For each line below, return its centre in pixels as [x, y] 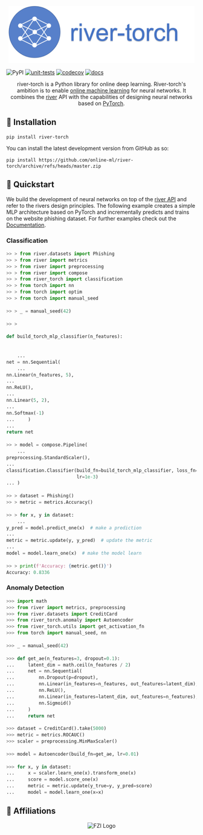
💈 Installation [31, 122]
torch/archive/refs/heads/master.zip [54, 166]
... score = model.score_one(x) [52, 779]
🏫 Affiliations [31, 811]
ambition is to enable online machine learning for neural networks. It [101, 90]
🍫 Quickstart [30, 185]
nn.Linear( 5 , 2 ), [28, 401]
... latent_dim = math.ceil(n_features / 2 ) [69, 665]
